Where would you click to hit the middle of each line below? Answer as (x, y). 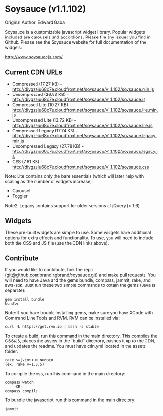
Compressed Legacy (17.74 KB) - (45, 131)
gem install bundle (25, 300)
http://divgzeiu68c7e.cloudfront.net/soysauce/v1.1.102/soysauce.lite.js (82, 125)
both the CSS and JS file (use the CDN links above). (57, 243)
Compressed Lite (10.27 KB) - (42, 104)
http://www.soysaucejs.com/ (34, 57)
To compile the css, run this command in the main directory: (65, 374)
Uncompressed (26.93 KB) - (40, 94)
